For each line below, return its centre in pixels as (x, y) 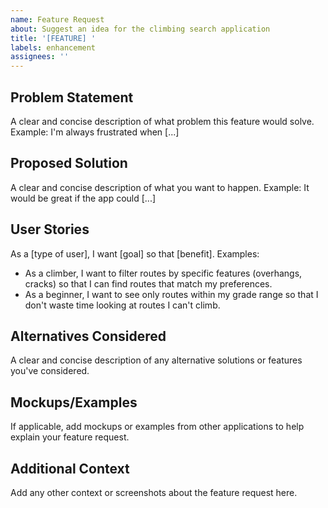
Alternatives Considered (88, 336)
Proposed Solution (69, 163)
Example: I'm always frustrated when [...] (95, 132)
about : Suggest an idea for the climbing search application (140, 29)
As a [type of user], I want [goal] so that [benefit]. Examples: (135, 253)
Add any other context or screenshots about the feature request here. (154, 492)
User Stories (50, 229)
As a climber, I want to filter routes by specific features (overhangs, (163, 273)
